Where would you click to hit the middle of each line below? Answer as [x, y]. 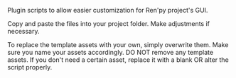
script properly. [30, 67]
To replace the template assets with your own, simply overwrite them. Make [118, 45]
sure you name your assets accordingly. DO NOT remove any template [111, 52]
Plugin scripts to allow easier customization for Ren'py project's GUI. [108, 10]
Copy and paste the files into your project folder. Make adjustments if [109, 24]
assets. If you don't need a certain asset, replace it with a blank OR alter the [118, 60]
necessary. [24, 31]
